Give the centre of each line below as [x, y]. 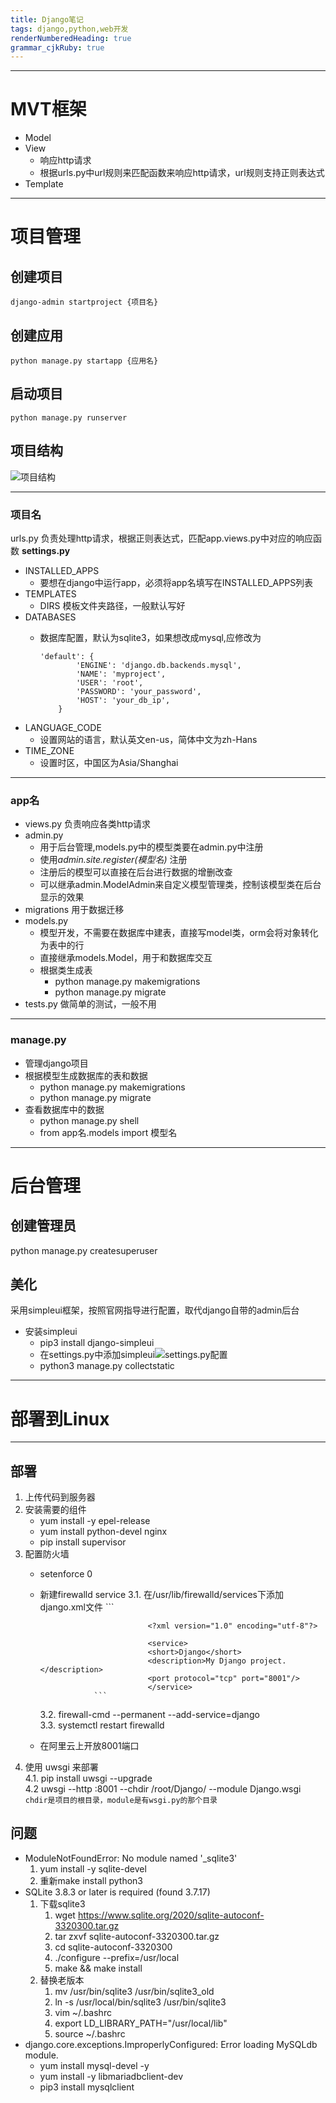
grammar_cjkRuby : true [57, 47]
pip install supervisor [83, 1542]
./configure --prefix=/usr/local [117, 1957]
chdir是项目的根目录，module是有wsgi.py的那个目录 [121, 1801]
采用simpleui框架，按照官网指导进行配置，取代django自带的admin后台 [155, 1310]
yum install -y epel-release [95, 1521]
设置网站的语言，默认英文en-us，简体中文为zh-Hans [148, 739]
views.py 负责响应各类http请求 [87, 824]
